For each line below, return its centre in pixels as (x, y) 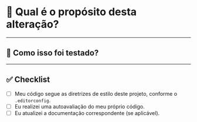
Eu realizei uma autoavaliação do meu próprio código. (79, 106)
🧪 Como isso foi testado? (52, 53)
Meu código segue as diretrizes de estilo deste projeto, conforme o (96, 93)
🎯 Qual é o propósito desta (71, 12)
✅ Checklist (28, 80)
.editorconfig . (33, 100)
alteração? (33, 24)
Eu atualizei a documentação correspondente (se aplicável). (87, 113)
